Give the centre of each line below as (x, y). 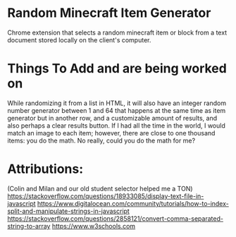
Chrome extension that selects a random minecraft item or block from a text (117, 32)
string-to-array (29, 226)
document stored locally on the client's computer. (79, 39)
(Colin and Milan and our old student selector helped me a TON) (100, 188)
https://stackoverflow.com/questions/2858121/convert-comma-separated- (116, 218)
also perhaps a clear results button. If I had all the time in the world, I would (116, 126)
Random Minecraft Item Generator (109, 13)
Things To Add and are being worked (117, 69)
